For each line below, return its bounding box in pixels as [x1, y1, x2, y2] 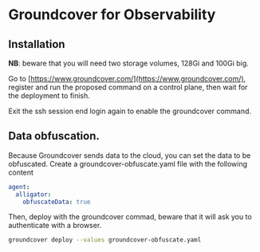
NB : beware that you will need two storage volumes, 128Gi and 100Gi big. [8, 58, 249, 68]
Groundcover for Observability [8, 6, 216, 24]
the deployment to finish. [8, 91, 90, 100]
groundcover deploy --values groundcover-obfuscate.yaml [8, 236, 202, 244]
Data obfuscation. [8, 129, 100, 143]
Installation [8, 37, 65, 51]
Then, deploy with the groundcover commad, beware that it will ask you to [8, 212, 253, 222]
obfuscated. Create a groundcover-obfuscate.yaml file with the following [8, 159, 248, 168]
